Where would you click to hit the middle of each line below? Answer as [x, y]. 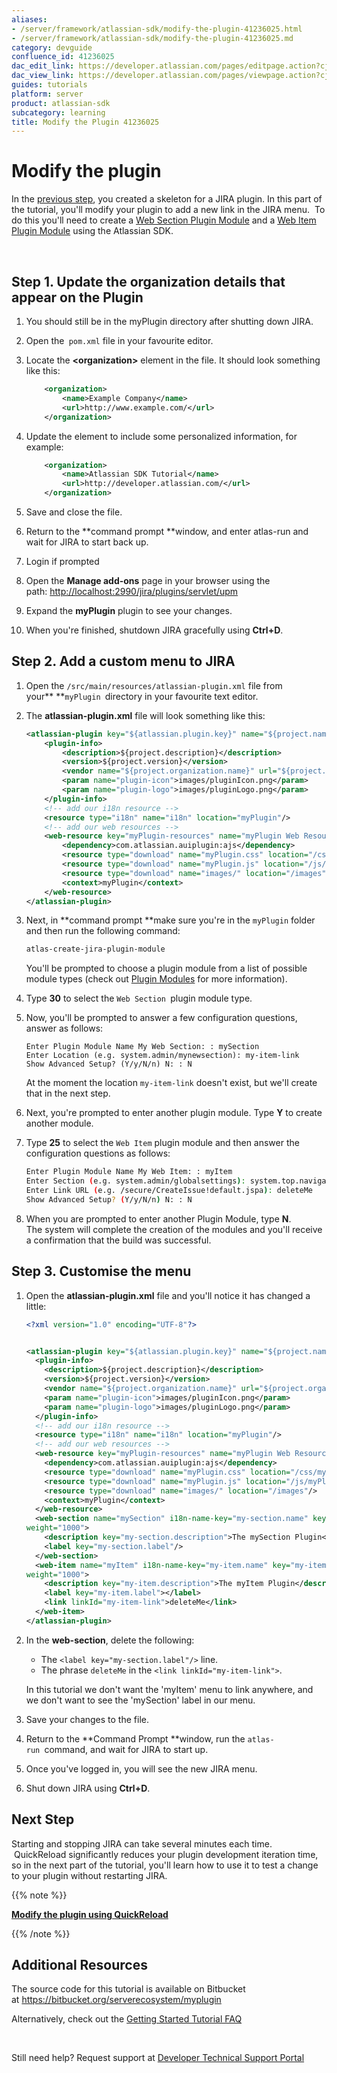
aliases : [29, 19]
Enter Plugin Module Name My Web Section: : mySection [142, 1047]
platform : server [47, 94]
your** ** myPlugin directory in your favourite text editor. [142, 696]
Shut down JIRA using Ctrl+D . [88, 1788]
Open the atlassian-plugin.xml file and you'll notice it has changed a [168, 1295]
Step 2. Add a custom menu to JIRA [123, 661]
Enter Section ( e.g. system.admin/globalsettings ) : [135, 1181]
